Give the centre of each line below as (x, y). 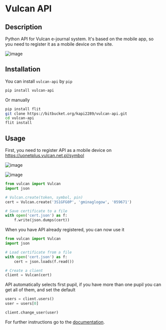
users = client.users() (30, 299)
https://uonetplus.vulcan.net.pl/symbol (45, 155)
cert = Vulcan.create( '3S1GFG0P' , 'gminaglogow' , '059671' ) (69, 202)
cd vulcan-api (20, 118)
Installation (23, 69)
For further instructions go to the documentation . (55, 322)
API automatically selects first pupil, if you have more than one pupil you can (83, 285)
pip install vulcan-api (30, 90)
